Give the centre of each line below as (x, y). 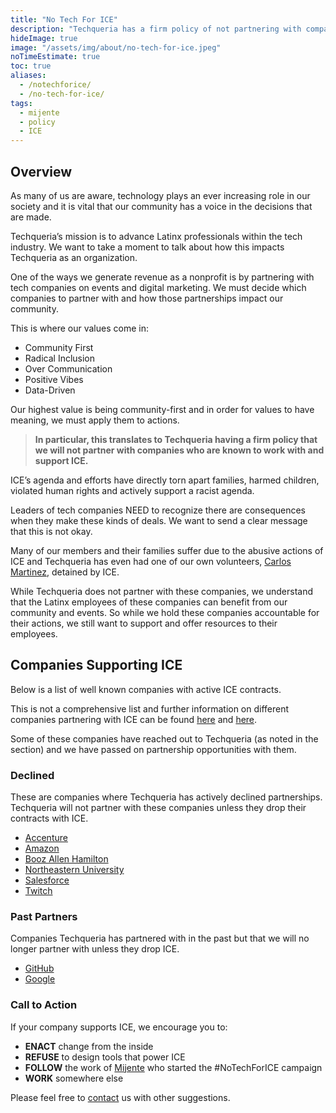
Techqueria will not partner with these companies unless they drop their (158, 808)
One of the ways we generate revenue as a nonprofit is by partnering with (162, 277)
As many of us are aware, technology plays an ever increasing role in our (160, 195)
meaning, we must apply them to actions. (95, 420)
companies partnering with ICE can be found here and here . (134, 719)
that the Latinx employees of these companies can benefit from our (149, 602)
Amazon (42, 848)
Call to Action (44, 1005)
